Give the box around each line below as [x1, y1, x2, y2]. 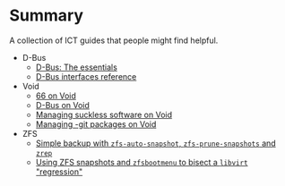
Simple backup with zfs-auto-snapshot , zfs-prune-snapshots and [35, 138, 276, 148]
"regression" [35, 166, 83, 177]
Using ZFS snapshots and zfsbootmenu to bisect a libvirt [35, 156, 248, 167]
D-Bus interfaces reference [35, 71, 137, 81]
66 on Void [35, 90, 76, 101]
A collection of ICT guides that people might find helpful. [9, 35, 219, 46]
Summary [9, 5, 83, 26]
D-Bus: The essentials [35, 62, 118, 72]
